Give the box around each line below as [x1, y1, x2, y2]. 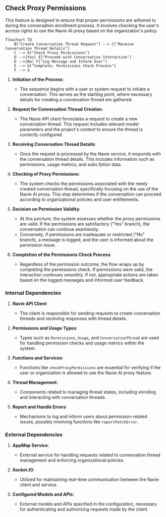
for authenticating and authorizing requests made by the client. [19, 506, 149, 513]
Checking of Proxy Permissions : [12, 171, 80, 177]
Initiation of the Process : [12, 76, 64, 82]
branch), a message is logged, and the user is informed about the [19, 237, 154, 243]
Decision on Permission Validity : [12, 206, 81, 212]
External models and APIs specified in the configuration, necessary [19, 501, 157, 507]
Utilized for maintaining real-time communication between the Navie [19, 476, 160, 483]
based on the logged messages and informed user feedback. [19, 277, 145, 283]
